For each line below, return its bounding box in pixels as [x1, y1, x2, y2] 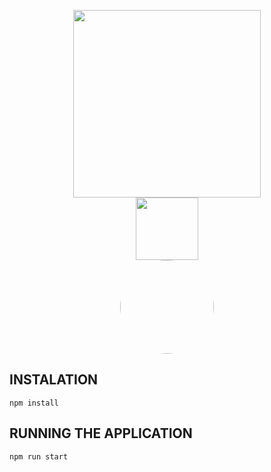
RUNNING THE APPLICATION [9, 425, 193, 442]
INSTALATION [9, 371, 99, 389]
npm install [9, 398, 59, 408]
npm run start [9, 451, 69, 462]
